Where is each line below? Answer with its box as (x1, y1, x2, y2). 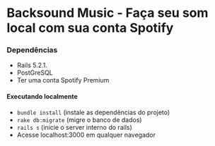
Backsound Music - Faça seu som (6, 5, 209, 21)
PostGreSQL (16, 68, 54, 77)
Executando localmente (6, 92, 79, 101)
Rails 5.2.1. (16, 61, 47, 70)
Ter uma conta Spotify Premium (16, 76, 110, 85)
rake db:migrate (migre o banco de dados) (16, 115, 142, 124)
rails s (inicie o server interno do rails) (16, 123, 132, 131)
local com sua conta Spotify (6, 20, 174, 36)
